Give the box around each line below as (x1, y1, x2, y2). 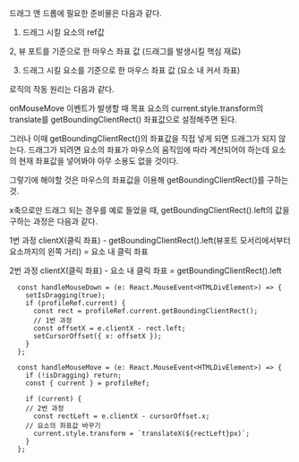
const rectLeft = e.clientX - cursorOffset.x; (32, 412, 210, 421)
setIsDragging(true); (25, 291, 106, 300)
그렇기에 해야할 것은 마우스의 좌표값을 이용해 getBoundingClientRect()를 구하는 (9, 175, 289, 185)
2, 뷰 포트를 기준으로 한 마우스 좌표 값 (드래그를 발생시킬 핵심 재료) (9, 46, 242, 56)
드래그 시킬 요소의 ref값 (21, 27, 105, 38)
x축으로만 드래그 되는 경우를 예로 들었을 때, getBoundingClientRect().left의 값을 (9, 205, 290, 215)
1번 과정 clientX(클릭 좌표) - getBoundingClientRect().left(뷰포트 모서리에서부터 (9, 235, 291, 245)
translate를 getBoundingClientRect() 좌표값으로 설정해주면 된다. (9, 115, 237, 124)
